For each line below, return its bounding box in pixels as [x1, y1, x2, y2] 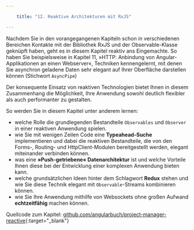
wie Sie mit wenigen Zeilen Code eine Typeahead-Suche [14, 131, 153, 138]
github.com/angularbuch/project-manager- [63, 211, 167, 218]
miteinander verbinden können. [14, 150, 90, 157]
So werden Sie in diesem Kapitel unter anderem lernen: [6, 107, 139, 114]
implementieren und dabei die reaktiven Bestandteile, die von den [14, 137, 172, 144]
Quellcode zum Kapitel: [6, 211, 62, 218]
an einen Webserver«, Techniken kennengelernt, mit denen [40, 60, 182, 67]
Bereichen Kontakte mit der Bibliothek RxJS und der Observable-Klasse [6, 41, 178, 48]
